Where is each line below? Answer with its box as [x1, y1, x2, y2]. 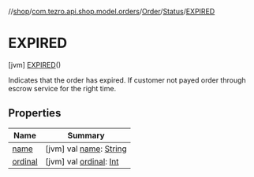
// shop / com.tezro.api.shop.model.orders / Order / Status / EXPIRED [8, 7, 215, 16]
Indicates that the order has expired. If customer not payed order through [8, 75, 246, 85]
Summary [67, 130, 105, 141]
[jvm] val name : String [45, 143, 128, 154]
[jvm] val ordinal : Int [45, 156, 120, 167]
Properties [8, 106, 62, 120]
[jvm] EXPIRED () [8, 60, 62, 69]
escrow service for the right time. [8, 83, 117, 93]
